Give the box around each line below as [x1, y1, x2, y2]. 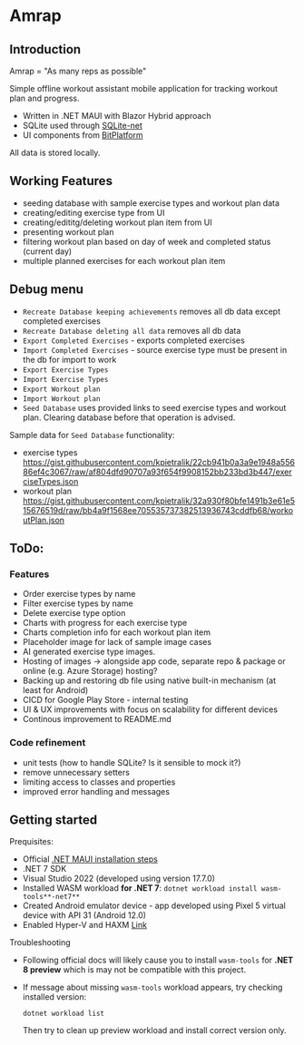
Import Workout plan [22, 394, 101, 404]
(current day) [22, 246, 73, 257]
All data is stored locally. [9, 147, 101, 158]
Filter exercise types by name [22, 598, 133, 609]
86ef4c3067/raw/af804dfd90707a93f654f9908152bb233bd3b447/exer [22, 466, 292, 477]
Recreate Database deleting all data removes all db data [22, 325, 241, 336]
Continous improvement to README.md [22, 714, 172, 725]
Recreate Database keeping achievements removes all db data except [22, 306, 281, 317]
